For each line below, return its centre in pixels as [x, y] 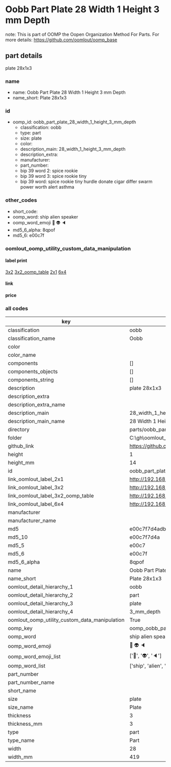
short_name [22, 691]
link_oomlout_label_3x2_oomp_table [51, 496]
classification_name [32, 338]
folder [15, 438]
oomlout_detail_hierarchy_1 [40, 587]
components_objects [33, 372]
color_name [22, 355]
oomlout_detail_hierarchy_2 [40, 595]
